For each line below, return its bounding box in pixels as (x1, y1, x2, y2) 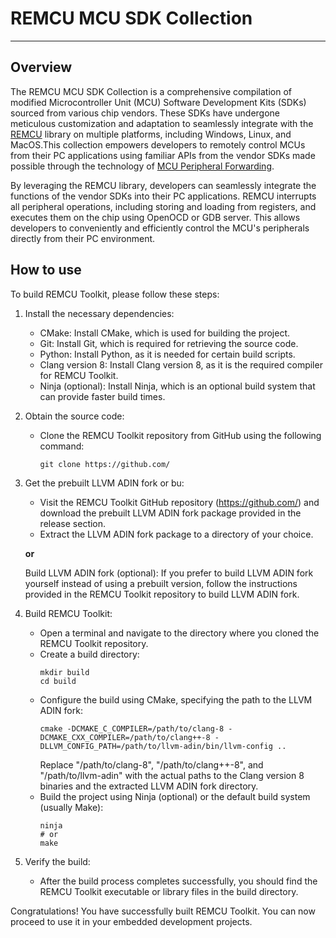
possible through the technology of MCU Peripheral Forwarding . (10, 160, 275, 172)
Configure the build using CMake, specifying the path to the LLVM (39, 693, 313, 706)
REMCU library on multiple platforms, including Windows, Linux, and (10, 128, 292, 140)
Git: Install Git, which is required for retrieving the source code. (39, 337, 299, 349)
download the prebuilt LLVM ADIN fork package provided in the (39, 507, 302, 519)
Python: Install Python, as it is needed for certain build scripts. (39, 348, 296, 360)
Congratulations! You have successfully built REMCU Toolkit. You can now (10, 905, 316, 917)
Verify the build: (24, 855, 91, 867)
